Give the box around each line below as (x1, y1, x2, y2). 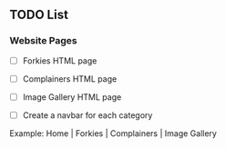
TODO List (9, 7, 68, 23)
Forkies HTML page (22, 54, 98, 66)
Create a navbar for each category (22, 109, 153, 121)
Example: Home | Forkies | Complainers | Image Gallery (9, 127, 217, 139)
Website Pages (9, 35, 77, 47)
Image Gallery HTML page (22, 91, 122, 103)
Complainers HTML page (22, 73, 118, 84)
